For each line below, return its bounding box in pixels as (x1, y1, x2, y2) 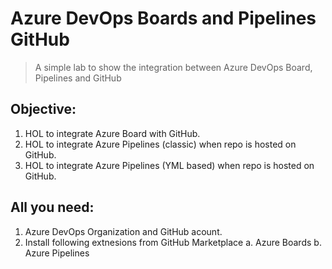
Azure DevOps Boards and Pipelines (10, 7, 317, 30)
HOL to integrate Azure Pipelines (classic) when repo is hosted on (24, 138, 297, 150)
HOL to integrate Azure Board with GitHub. (24, 127, 201, 139)
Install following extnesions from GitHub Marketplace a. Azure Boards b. (24, 236, 322, 248)
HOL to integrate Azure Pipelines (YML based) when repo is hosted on (24, 159, 315, 171)
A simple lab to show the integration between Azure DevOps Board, (34, 61, 313, 73)
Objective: (10, 101, 77, 118)
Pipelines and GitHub (34, 72, 122, 84)
